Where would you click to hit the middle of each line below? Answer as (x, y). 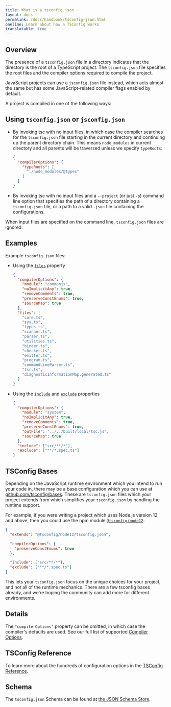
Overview (21, 50)
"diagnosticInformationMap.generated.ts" (67, 375)
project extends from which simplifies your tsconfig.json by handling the (82, 500)
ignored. (14, 227)
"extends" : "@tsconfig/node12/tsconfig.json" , (60, 534)
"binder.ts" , (36, 346)
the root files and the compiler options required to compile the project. (79, 72)
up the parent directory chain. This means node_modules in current (82, 142)
